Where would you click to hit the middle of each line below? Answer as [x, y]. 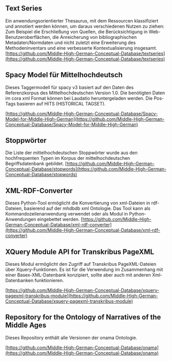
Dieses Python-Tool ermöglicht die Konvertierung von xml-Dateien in [78, 203]
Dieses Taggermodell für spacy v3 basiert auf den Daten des [70, 87]
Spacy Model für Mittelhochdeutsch [64, 75]
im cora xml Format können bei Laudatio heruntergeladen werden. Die [79, 98]
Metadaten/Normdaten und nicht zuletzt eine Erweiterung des [71, 43]
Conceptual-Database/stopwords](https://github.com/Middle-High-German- [86, 169]
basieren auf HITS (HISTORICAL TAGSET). [61, 103]
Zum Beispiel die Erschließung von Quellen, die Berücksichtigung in [77, 31]
